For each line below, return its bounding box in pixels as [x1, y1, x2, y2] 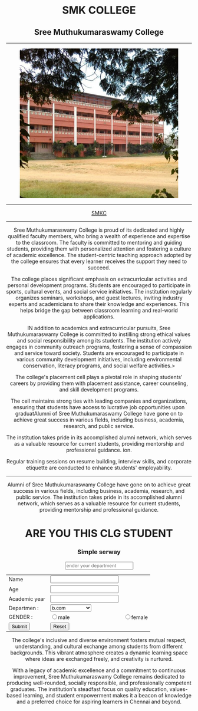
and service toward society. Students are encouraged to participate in [14, 350, 184, 357]
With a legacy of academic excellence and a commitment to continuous [12, 667, 186, 674]
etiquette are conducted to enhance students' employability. [26, 464, 172, 472]
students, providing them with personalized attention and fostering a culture [6, 245, 192, 252]
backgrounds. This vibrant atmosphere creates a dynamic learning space [10, 649, 188, 656]
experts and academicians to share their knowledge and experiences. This [8, 301, 190, 308]
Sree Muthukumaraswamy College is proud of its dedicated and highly [14, 226, 184, 233]
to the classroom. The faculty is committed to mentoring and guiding [15, 239, 183, 246]
